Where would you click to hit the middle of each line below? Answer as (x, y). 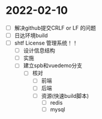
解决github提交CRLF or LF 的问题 (55, 28)
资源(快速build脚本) (65, 96)
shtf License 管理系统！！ (46, 43)
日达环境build (31, 35)
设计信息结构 (39, 50)
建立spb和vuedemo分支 (52, 66)
